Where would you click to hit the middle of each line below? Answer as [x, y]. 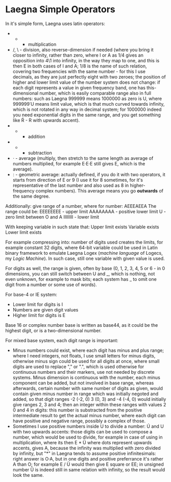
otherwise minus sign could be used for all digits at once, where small [86, 361]
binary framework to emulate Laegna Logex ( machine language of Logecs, [84, 253]
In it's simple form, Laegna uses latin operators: [55, 23]
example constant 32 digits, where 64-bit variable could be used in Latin [82, 247]
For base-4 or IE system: [31, 294]
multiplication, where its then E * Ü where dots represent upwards [82, 442]
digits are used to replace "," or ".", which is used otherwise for [78, 367]
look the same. [28, 475]
